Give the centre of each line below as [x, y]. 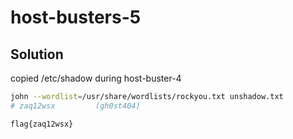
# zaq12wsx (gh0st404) [75, 106]
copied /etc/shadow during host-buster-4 [96, 78]
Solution [37, 54]
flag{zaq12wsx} [42, 124]
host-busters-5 [76, 17]
